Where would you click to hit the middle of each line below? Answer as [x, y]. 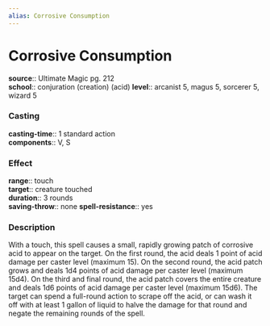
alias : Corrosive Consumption [59, 16]
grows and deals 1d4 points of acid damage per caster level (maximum [126, 270]
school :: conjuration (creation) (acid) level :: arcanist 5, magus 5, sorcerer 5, [134, 86]
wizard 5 [23, 95]
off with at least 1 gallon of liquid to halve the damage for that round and [128, 305]
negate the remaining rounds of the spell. [77, 313]
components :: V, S [39, 142]
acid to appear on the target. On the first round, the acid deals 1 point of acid [135, 253]
